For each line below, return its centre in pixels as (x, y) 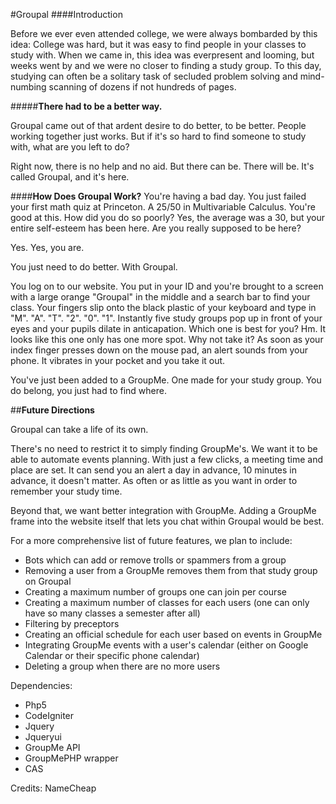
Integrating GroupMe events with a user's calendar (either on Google (166, 645)
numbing (28, 87)
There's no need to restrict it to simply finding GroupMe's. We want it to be (164, 448)
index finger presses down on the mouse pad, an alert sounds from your (159, 350)
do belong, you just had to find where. (88, 390)
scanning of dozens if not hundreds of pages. (142, 87)
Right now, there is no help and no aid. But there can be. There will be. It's (162, 166)
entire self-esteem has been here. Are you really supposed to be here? (156, 228)
